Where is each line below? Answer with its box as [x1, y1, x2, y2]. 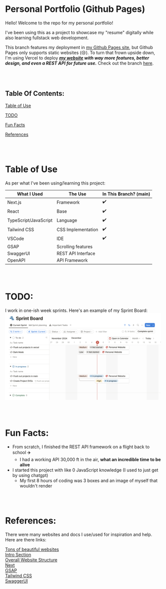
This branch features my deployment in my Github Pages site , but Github [5, 44, 153, 50]
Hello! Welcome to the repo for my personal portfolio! [5, 20, 114, 26]
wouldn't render [19, 482, 52, 489]
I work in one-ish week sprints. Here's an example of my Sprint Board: [5, 307, 148, 313]
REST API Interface [56, 250, 95, 256]
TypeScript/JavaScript [7, 217, 53, 224]
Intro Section [5, 551, 31, 557]
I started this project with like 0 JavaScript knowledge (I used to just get [12, 467, 159, 473]
